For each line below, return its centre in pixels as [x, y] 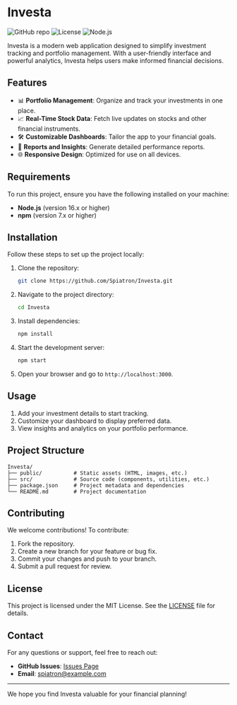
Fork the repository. [46, 544]
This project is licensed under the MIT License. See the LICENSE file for [111, 606]
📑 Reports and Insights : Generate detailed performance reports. [111, 146]
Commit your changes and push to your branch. [87, 559]
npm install [35, 334]
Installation [32, 237]
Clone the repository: [48, 268]
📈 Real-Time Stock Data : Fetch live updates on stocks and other [112, 118]
